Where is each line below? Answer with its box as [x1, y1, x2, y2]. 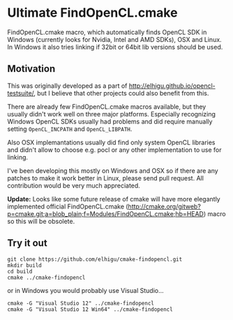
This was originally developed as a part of [7, 82, 128, 90]
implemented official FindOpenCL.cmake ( [7, 202, 128, 211]
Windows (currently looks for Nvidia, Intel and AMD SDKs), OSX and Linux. [7, 35, 222, 43]
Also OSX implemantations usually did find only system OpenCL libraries [7, 138, 216, 146]
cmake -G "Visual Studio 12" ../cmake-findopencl [7, 300, 155, 307]
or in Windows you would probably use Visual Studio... [7, 286, 164, 294]
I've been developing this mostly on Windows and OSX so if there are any [7, 166, 218, 175]
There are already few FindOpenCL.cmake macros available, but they [7, 102, 206, 111]
